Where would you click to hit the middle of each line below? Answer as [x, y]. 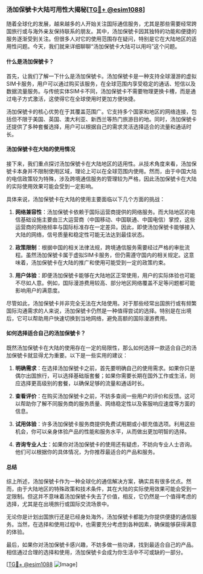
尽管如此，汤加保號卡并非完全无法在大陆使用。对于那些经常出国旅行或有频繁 [101, 303]
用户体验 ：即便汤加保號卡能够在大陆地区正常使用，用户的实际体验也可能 [105, 275]
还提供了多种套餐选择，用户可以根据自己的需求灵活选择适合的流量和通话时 [99, 126]
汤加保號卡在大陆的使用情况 [41, 149]
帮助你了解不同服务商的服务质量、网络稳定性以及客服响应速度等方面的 [108, 403]
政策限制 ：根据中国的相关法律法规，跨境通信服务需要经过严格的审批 [100, 247]
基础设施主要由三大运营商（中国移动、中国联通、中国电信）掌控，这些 [108, 219]
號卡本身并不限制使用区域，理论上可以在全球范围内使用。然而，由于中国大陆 [101, 171]
